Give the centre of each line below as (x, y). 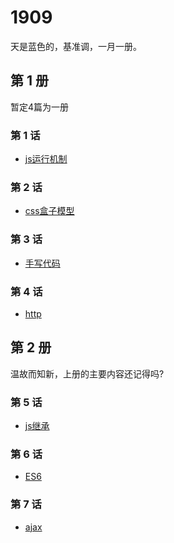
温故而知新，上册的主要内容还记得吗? (87, 373)
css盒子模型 (49, 211)
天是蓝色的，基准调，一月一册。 (76, 46)
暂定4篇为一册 (40, 107)
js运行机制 (46, 159)
